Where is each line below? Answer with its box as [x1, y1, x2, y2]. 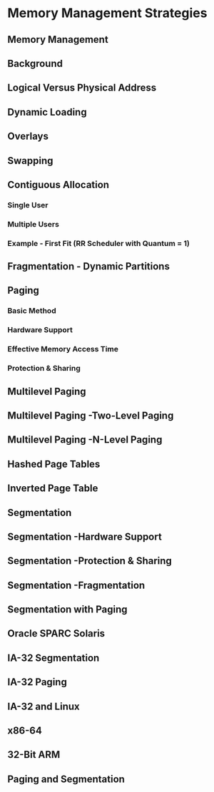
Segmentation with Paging [7, 604, 128, 616]
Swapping [7, 155, 53, 167]
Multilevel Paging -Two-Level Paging [7, 409, 174, 421]
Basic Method [7, 306, 56, 316]
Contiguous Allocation [7, 178, 109, 190]
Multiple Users [7, 219, 59, 229]
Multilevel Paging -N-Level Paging [7, 433, 163, 446]
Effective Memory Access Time [7, 344, 119, 354]
